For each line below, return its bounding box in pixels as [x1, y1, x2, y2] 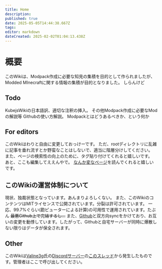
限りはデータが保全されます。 [13, 225, 73, 231]
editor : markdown [5, 30, 40, 34]
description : [5, 12, 31, 16]
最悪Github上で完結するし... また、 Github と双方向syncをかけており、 [10, 213, 148, 219]
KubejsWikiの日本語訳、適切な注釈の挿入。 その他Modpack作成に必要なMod [5, 107, 158, 113]
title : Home [5, 7, 29, 12]
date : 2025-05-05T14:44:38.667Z [5, 20, 70, 26]
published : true [5, 16, 38, 21]
